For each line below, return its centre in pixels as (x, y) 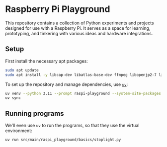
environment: (19, 131)
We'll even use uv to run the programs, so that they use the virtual (72, 126)
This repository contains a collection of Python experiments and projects (80, 23)
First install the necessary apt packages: (46, 61)
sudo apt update (22, 70)
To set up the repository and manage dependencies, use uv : (67, 84)
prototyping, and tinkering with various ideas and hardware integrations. (79, 33)
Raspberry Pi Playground (58, 9)
